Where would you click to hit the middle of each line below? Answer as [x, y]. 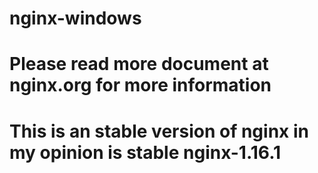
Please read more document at [139, 64]
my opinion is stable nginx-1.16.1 [145, 152]
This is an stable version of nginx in [159, 131]
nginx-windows [75, 18]
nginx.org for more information [140, 85]
